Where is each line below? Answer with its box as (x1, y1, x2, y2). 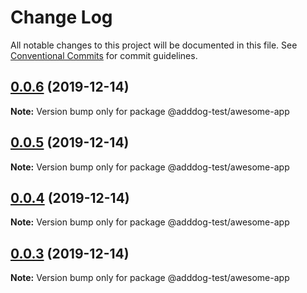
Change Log (10, 6, 113, 29)
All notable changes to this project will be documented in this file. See (10, 39, 298, 51)
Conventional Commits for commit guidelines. (10, 49, 198, 61)
